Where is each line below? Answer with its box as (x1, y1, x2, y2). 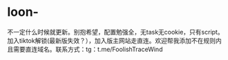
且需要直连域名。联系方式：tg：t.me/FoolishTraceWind (7, 45, 163, 53)
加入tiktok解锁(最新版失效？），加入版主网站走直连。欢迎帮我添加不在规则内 (7, 36, 222, 45)
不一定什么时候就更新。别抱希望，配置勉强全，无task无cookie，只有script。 (7, 28, 224, 36)
